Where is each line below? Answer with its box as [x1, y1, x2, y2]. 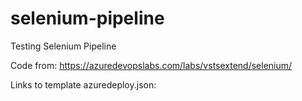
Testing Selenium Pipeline [10, 40, 117, 52]
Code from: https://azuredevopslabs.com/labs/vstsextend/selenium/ [10, 59, 293, 71]
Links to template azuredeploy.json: [10, 78, 157, 91]
